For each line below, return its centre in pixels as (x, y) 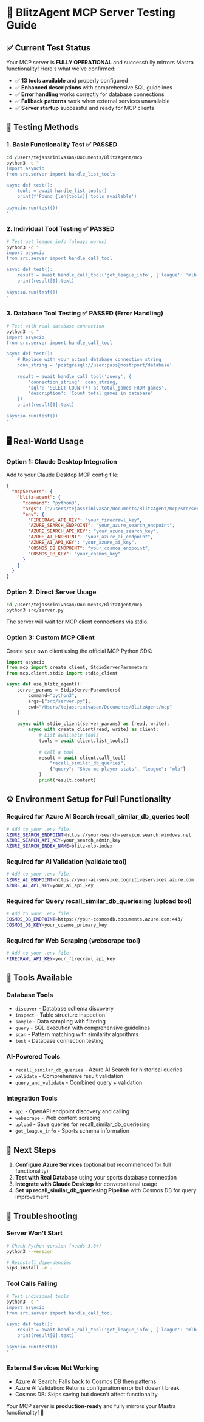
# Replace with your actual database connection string (90, 360)
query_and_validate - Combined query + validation (79, 1082)
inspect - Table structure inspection (60, 1015)
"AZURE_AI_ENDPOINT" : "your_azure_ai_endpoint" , (91, 537)
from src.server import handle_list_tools (61, 174)
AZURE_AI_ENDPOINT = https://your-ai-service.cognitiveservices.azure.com (100, 880)
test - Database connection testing (59, 1040)
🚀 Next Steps (31, 1150)
